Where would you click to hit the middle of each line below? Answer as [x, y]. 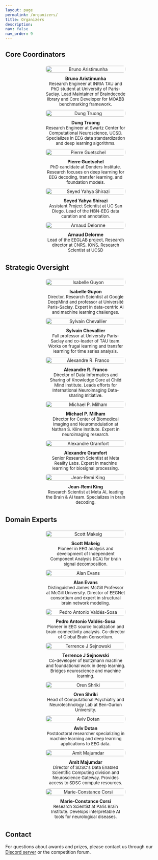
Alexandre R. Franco [86, 370]
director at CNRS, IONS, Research [86, 245]
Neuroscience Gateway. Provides [86, 778]
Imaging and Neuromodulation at [86, 424]
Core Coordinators [35, 55]
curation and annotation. [86, 216]
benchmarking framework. [86, 104]
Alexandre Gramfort [86, 453]
